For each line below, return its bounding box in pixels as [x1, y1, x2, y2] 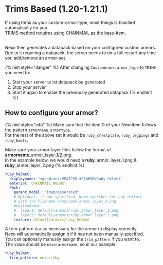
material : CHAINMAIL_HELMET [9, 181, 67, 186]
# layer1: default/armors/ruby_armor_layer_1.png [14, 208, 119, 213]
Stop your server [12, 84, 46, 90]
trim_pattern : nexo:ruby [9, 255, 60, 261]
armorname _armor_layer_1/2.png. [5, 152, 73, 158]
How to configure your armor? [5, 109, 98, 117]
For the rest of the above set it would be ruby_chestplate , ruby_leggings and [5, 132, 159, 138]
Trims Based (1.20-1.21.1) [5, 3, 108, 15]
